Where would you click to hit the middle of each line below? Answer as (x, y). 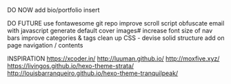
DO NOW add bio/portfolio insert (53, 10)
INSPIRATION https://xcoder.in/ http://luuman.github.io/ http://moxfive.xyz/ (113, 59)
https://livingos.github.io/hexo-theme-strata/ (71, 66)
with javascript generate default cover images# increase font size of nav (110, 31)
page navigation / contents (45, 45)
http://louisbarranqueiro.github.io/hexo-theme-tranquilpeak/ (93, 73)
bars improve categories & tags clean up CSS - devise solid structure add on (116, 38)
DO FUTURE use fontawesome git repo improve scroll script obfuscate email (116, 23)
